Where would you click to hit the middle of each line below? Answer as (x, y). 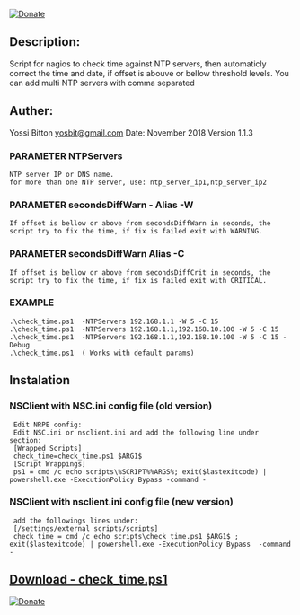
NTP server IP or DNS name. (62, 174)
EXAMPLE (32, 303)
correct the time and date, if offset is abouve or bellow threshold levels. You (150, 73)
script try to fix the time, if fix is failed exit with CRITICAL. (138, 280)
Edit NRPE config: (48, 425)
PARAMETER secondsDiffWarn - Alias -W (101, 205)
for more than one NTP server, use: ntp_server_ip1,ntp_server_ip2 (138, 182)
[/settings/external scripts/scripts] (86, 528)
